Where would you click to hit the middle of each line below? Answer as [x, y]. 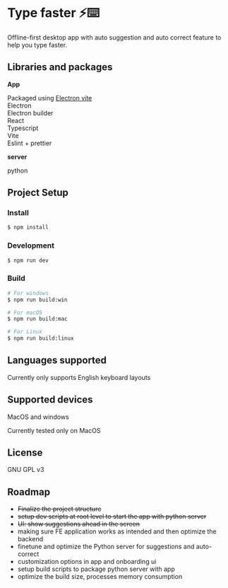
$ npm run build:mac [38, 319]
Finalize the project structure [59, 509]
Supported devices [50, 400]
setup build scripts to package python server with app [96, 569]
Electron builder [30, 113]
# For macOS [25, 312]
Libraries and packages [60, 67]
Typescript [23, 128]
